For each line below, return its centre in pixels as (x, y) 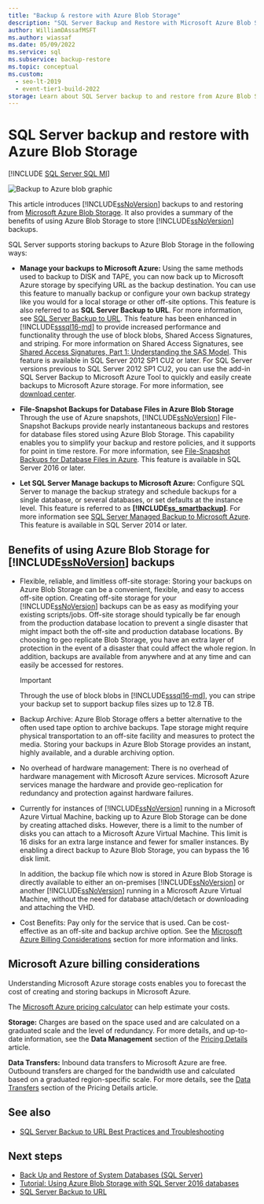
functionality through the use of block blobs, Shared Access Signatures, (136, 335)
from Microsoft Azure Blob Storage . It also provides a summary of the (121, 213)
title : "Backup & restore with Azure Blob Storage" (94, 15)
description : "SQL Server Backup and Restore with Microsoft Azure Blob (130, 23)
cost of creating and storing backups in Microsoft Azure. (99, 991)
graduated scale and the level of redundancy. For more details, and (117, 1031)
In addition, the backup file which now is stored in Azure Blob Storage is (136, 874)
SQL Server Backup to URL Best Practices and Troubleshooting (122, 1131)
